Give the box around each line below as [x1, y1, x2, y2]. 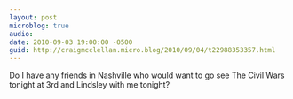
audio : [9, 29, 34, 38]
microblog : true [9, 21, 69, 30]
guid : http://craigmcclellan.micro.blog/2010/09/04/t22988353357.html [9, 46, 276, 55]
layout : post [9, 12, 58, 22]
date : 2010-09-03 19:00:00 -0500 [9, 37, 133, 47]
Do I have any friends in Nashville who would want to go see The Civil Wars [9, 70, 285, 80]
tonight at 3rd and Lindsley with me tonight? [9, 80, 170, 90]
